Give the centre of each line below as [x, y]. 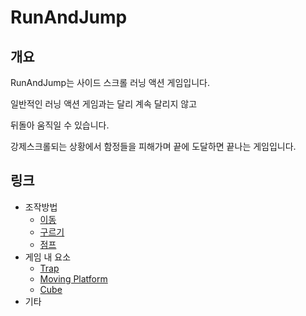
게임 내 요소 [48, 257]
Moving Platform [73, 278]
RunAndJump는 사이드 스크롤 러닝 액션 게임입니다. [110, 82]
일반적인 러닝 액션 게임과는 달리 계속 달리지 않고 [104, 104]
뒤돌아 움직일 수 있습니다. [60, 125]
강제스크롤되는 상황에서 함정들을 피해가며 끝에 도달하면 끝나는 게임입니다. [153, 146]
